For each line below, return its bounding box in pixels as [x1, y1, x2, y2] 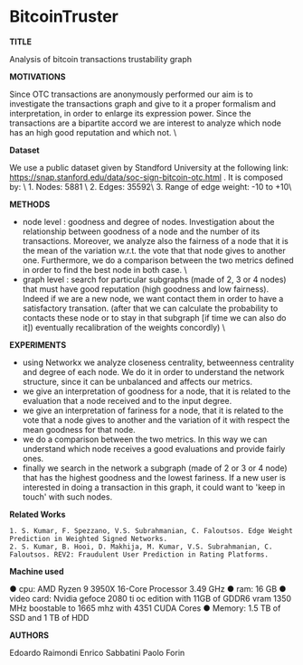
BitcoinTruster [9, 6, 119, 27]
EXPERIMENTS [9, 339, 67, 350]
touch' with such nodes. [22, 491, 113, 502]
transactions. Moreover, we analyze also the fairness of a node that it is [22, 235, 289, 246]
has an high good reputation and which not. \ [9, 126, 177, 137]
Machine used [9, 566, 65, 576]
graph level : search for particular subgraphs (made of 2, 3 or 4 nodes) [22, 274, 287, 285]
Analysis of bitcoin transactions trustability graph [9, 53, 193, 64]
